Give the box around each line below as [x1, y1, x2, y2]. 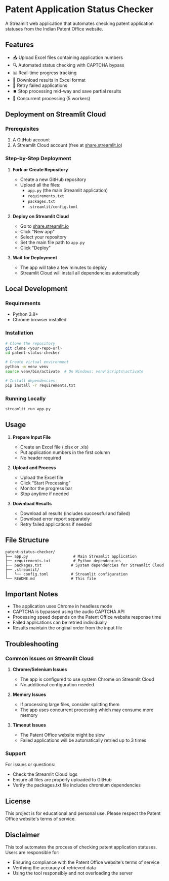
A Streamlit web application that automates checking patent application [5, 20, 154, 26]
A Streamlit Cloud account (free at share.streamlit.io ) [12, 142, 123, 148]
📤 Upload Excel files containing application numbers [12, 54, 123, 60]
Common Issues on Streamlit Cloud [5, 655, 94, 662]
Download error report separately [20, 515, 90, 522]
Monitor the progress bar [20, 485, 72, 491]
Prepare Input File [12, 434, 51, 440]
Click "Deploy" [20, 245, 51, 251]
